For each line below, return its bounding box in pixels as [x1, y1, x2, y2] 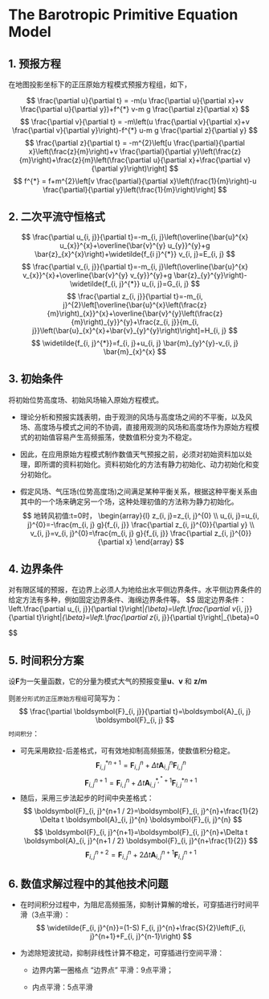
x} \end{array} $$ [125, 537, 185, 547]
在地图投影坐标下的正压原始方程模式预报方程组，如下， [8, 80, 191, 89]
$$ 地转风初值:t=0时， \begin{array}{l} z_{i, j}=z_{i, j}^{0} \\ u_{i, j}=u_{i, [22, 510, 259, 520]
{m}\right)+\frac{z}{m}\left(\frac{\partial [18, 155, 152, 164]
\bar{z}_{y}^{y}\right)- [173, 270, 247, 279]
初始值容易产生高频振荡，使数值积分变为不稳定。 [34, 432, 197, 442]
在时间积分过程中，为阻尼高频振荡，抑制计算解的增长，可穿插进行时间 [19, 900, 253, 910]
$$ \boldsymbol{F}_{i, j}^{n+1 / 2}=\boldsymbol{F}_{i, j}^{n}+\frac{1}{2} [22, 807, 259, 816]
